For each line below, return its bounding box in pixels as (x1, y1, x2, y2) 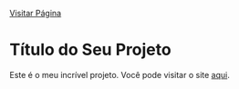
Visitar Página (9, 8, 62, 18)
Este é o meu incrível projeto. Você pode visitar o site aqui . (9, 69, 230, 80)
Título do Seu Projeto (9, 40, 171, 60)
